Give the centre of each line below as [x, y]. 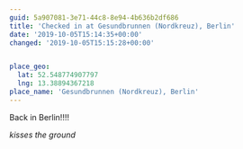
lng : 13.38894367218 [56, 83]
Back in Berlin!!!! [40, 117]
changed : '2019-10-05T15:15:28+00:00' [82, 43]
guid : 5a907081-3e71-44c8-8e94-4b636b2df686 [94, 18]
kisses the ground [43, 135]
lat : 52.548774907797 [58, 75]
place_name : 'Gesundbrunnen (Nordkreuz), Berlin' [104, 92]
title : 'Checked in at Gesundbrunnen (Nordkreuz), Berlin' [122, 26]
